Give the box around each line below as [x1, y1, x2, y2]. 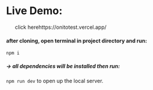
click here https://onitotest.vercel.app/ [14, 24, 107, 31]
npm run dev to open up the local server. [6, 78, 103, 85]
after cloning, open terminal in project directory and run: [6, 37, 148, 44]
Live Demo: [6, 4, 63, 18]
